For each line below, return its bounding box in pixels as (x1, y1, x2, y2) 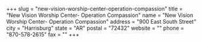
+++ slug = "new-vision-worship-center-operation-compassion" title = (6, 5, 183, 12)
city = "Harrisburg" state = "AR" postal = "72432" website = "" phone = (6, 24, 184, 31)
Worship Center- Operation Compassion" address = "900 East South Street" (6, 18, 197, 25)
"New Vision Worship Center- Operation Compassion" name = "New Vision (6, 12, 194, 19)
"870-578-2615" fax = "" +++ (6, 31, 80, 38)
